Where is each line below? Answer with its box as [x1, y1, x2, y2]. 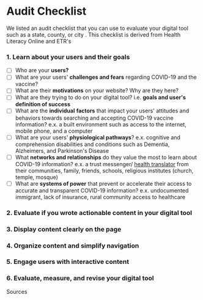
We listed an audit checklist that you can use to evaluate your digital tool [6, 24, 188, 32]
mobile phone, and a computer [15, 127, 93, 134]
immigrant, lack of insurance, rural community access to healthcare [15, 193, 186, 200]
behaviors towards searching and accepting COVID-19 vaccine [15, 114, 174, 122]
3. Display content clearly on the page [6, 225, 122, 233]
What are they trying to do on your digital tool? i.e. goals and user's [15, 93, 186, 101]
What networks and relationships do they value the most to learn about [15, 153, 197, 161]
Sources [6, 288, 28, 295]
